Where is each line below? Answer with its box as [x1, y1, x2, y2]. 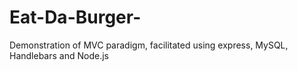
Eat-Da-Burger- [9, 6, 142, 29]
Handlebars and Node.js [9, 49, 109, 61]
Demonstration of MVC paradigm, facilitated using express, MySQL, [9, 39, 289, 51]
